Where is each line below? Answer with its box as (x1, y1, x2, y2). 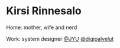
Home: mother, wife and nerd (6, 24, 77, 31)
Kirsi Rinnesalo (6, 4, 82, 18)
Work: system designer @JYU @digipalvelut (6, 35, 114, 42)
